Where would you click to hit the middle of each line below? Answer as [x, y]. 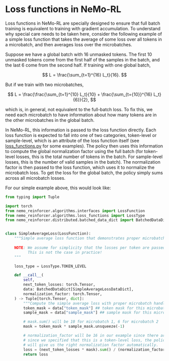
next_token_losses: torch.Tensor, [59, 285]
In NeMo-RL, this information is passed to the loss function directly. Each [81, 130]
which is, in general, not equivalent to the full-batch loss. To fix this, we [79, 109]
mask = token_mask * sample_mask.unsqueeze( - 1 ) [74, 327]
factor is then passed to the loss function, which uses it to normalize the [80, 167]
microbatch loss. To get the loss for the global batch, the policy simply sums [84, 173]
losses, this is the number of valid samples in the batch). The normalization [83, 162]
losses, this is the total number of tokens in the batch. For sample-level [89, 157]
